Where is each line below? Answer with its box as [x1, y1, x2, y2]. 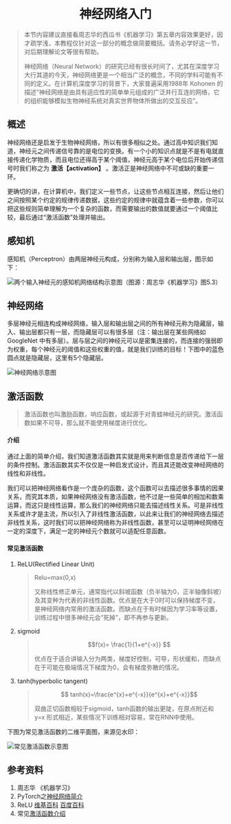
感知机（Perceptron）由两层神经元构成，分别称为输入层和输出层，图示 [7, 254, 208, 263]
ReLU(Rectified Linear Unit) [16, 560, 95, 568]
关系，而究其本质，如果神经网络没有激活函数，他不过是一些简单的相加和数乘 [7, 492, 224, 501]
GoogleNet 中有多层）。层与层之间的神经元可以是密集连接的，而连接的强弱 [7, 336, 217, 345]
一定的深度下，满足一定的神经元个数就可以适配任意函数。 [7, 527, 170, 535]
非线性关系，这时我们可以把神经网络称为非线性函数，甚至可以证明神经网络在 [7, 519, 224, 527]
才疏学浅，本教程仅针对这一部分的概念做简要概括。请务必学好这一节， [23, 39, 223, 47]
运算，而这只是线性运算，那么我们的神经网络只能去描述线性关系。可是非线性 [7, 501, 224, 510]
